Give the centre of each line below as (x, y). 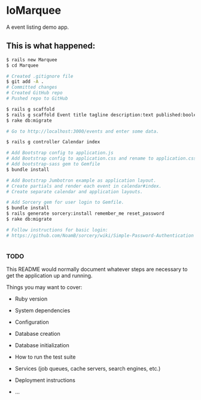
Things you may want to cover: (44, 287)
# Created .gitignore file (40, 76)
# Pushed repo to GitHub (37, 98)
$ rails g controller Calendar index (53, 142)
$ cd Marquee (22, 65)
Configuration (32, 322)
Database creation (38, 333)
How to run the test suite (45, 357)
